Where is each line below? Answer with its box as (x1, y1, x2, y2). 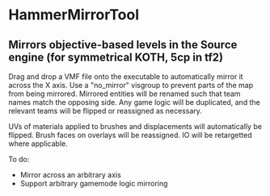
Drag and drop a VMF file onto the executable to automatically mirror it (8, 72, 244, 81)
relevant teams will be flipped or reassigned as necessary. (8, 106, 202, 115)
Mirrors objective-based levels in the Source (8, 38, 238, 52)
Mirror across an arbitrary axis (19, 170, 121, 179)
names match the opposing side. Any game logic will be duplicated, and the (8, 98, 260, 106)
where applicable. (8, 139, 68, 148)
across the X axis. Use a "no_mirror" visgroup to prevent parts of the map (8, 81, 254, 90)
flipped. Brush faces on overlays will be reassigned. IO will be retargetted (8, 131, 252, 140)
